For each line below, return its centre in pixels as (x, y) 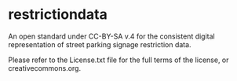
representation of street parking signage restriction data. (100, 44)
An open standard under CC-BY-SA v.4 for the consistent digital (111, 36)
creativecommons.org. (44, 68)
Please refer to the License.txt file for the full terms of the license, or (118, 60)
